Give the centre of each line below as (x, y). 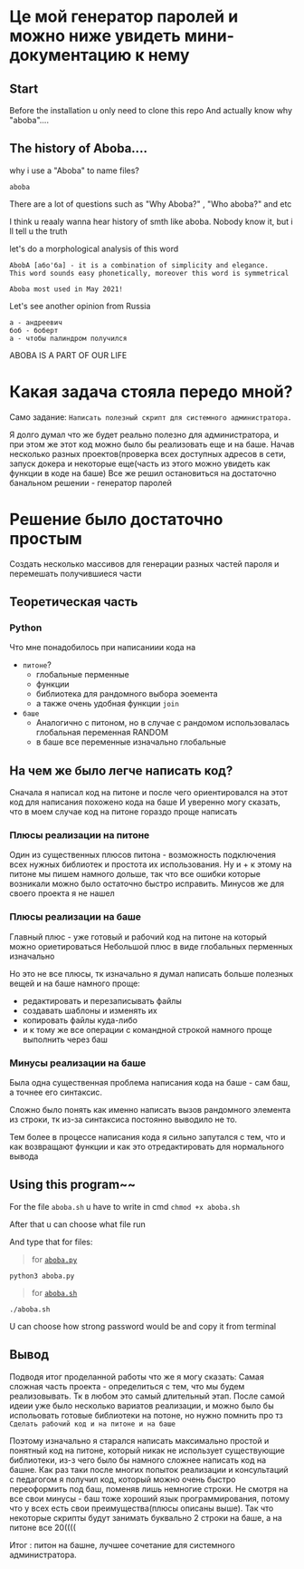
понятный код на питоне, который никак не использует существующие (147, 1450)
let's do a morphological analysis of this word (94, 249)
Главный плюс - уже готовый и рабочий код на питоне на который (138, 937)
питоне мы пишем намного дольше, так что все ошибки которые (135, 874)
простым (46, 538)
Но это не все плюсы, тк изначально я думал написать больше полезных (152, 973)
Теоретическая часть (74, 602)
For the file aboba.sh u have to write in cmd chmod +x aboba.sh (125, 1206)
